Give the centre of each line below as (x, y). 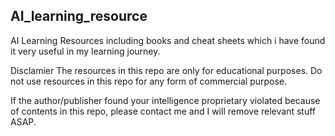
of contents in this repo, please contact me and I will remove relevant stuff (163, 111)
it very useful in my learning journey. (85, 51)
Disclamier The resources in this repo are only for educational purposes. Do (166, 70)
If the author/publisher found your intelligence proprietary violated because (165, 100)
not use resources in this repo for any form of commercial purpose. (149, 81)
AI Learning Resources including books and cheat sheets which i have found (168, 40)
